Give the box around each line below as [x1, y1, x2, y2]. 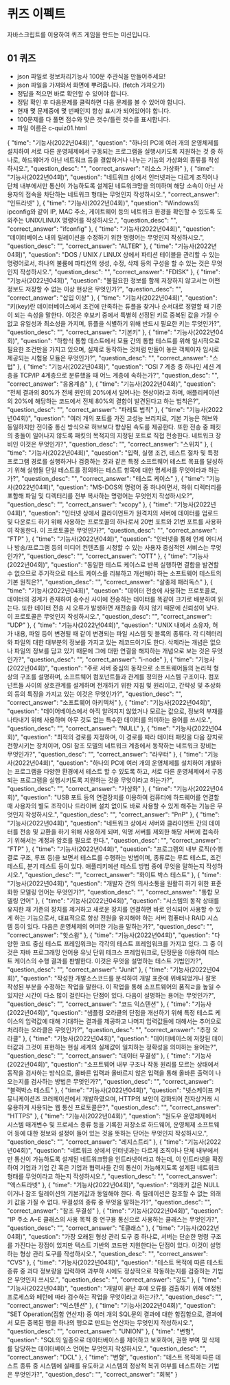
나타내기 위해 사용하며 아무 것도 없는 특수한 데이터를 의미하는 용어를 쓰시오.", [7, 715, 212, 724]
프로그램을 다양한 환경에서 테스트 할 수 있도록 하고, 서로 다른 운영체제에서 [14, 767, 211, 775]
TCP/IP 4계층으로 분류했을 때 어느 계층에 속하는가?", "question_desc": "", [19, 371, 219, 379]
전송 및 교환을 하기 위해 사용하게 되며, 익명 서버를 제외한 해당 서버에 [19, 828, 201, 836]
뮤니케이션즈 [7, 1094, 41, 1102]
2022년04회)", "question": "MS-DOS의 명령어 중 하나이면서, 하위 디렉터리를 [14, 483, 222, 491]
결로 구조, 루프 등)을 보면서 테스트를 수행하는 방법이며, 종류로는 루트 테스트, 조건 [7, 853, 222, 861]
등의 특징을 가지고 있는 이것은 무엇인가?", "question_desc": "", [14, 690, 183, 698]
